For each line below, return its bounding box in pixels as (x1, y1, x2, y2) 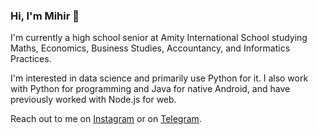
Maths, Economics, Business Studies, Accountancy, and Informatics (10, 42, 291, 54)
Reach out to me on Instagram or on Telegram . (10, 113, 202, 125)
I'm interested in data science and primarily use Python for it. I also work (10, 72, 309, 84)
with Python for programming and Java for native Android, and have (10, 83, 291, 95)
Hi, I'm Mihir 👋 (10, 9, 80, 23)
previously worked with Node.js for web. (10, 94, 177, 106)
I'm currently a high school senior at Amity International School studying (10, 32, 308, 44)
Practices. (10, 53, 52, 65)
